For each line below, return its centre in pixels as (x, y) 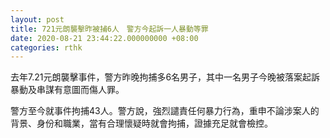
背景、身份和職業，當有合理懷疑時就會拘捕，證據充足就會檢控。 (141, 123)
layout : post (37, 19)
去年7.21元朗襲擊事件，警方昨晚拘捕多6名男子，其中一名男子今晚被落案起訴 (165, 77)
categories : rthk (46, 47)
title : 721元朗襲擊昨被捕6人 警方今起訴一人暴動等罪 (109, 29)
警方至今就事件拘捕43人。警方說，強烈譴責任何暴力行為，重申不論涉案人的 (165, 111)
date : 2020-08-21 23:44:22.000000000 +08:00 (104, 38)
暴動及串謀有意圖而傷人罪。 (67, 90)
